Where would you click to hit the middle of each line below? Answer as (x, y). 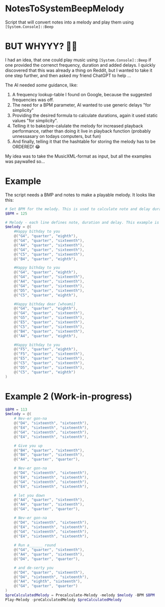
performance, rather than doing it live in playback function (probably (82, 131)
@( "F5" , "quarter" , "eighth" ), (46, 349)
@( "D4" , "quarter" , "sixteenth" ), (49, 572)
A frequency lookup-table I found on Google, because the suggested (82, 94)
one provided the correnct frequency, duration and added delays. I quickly (80, 65)
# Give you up (28, 446)
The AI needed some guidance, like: (41, 85)
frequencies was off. (33, 100)
